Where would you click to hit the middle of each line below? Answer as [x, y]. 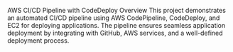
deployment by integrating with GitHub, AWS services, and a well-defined [115, 33]
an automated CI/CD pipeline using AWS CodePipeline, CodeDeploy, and [114, 18]
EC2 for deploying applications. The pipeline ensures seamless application [116, 25]
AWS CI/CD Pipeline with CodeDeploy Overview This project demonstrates [116, 10]
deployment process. [38, 41]
